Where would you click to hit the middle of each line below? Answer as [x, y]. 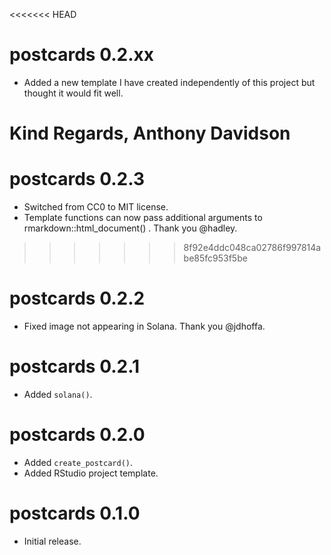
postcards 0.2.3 [77, 179]
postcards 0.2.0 [77, 435]
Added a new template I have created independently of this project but [169, 82]
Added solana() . [58, 394]
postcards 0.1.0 [75, 513]
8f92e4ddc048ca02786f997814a [252, 248]
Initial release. [52, 541]
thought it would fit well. [73, 93]
